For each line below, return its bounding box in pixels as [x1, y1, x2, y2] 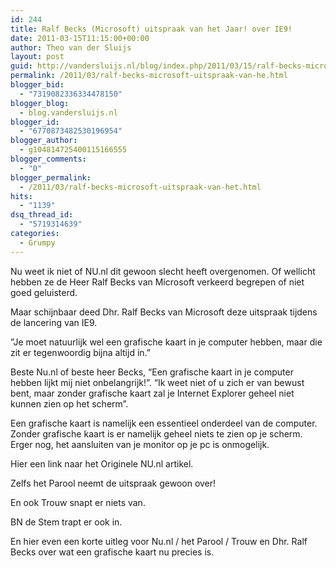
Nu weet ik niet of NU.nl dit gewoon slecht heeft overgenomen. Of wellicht [10, 265, 316, 277]
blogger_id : [10, 117, 60, 127]
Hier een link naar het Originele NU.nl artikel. [10, 457, 194, 470]
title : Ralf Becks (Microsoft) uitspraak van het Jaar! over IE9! [10, 24, 293, 34]
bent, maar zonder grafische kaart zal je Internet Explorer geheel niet [10, 387, 295, 399]
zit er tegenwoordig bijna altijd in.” [10, 346, 151, 358]
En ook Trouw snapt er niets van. [10, 496, 146, 508]
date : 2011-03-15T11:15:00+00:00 [10, 33, 150, 43]
